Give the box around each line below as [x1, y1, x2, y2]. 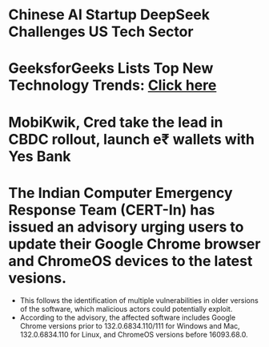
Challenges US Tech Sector [8, 22, 194, 41]
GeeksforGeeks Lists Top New [8, 59, 214, 78]
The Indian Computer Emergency [8, 184, 234, 202]
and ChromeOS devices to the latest [8, 252, 253, 270]
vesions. [8, 268, 66, 287]
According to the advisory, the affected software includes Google [19, 313, 236, 322]
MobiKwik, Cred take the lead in [8, 113, 223, 131]
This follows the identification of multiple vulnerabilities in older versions [19, 295, 259, 305]
